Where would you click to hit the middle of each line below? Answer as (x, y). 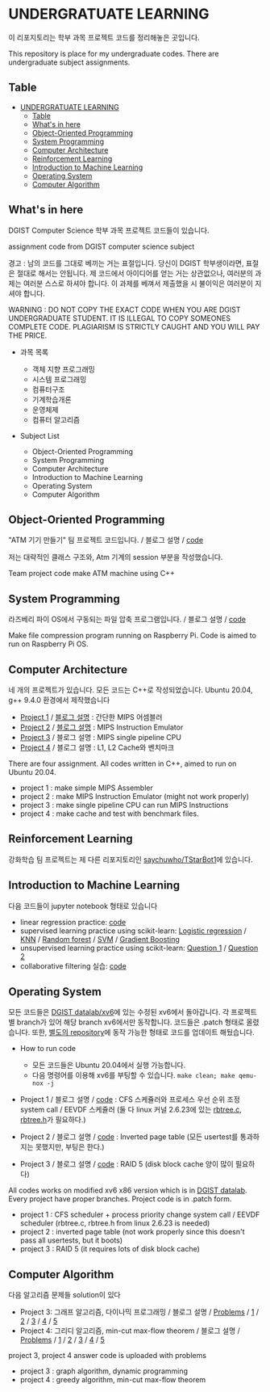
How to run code (48, 1049)
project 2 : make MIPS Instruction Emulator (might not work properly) (135, 796)
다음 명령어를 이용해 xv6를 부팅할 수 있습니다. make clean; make (133, 1075)
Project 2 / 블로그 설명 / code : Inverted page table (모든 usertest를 (129, 1137)
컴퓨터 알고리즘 (56, 419)
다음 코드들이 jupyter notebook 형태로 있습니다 (83, 906)
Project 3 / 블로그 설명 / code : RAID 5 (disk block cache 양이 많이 (127, 1164)
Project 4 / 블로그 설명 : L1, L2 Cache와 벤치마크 (97, 747)
